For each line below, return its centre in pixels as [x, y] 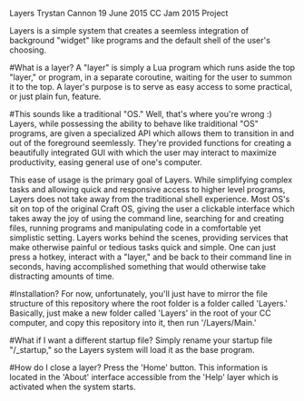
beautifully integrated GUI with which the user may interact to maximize [143, 152]
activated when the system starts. [73, 386]
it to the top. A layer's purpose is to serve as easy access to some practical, [151, 87]
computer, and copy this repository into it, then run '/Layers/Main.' [133, 323]
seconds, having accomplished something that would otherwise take [137, 266]
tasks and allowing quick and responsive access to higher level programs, [147, 189]
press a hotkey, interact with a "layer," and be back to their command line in [151, 257]
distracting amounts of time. [62, 276]
